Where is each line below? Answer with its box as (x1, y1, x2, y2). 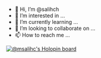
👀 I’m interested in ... (14, 12, 65, 19)
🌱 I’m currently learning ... (14, 19, 78, 25)
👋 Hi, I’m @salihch (14, 6, 59, 13)
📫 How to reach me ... (14, 32, 70, 38)
